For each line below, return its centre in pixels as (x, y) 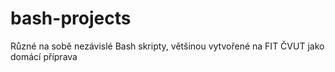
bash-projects (71, 18)
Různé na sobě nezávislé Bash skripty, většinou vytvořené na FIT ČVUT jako (167, 46)
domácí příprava (44, 56)
